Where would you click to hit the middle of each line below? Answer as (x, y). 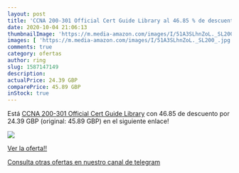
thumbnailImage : (31, 34)
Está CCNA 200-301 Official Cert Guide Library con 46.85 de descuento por (118, 114)
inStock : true (28, 93)
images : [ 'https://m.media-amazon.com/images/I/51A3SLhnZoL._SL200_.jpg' (121, 41)
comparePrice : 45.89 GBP (44, 87)
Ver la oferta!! (27, 148)
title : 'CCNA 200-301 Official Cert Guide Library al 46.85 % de (106, 21)
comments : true (30, 47)
